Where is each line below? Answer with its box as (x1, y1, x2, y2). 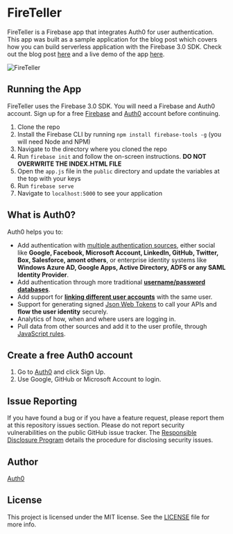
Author (7, 456, 38, 467)
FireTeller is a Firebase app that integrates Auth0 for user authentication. (7, 28, 214, 36)
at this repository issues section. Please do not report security (7, 421, 185, 429)
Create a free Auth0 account (7, 349, 133, 361)
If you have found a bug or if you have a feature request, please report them (7, 414, 225, 422)
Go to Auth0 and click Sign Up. (17, 368, 106, 376)
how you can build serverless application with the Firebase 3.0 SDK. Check (7, 42, 222, 51)
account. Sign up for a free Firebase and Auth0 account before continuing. (7, 109, 221, 117)
